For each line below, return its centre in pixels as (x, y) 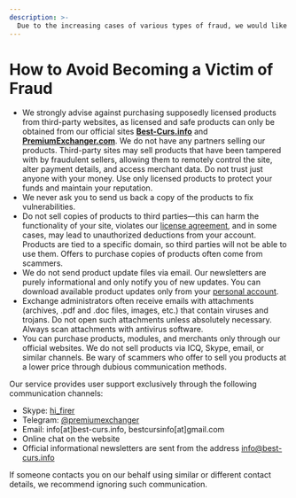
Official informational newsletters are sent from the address (131, 448)
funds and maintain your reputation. (87, 188)
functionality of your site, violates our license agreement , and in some (149, 226)
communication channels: (56, 393)
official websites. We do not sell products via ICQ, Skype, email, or (143, 348)
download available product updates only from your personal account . (150, 292)
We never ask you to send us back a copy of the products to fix (138, 198)
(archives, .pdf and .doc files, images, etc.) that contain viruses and (145, 310)
